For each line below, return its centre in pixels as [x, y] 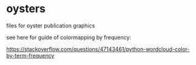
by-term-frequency [30, 55]
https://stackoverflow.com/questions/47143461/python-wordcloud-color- [98, 49]
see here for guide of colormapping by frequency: [69, 37]
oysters [26, 9]
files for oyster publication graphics [51, 26]
